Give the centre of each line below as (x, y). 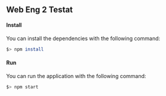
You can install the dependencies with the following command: (83, 38)
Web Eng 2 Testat (40, 10)
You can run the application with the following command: (76, 76)
